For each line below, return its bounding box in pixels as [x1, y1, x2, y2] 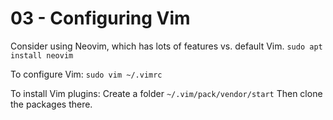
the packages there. [10, 98, 93, 110]
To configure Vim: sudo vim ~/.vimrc [10, 68, 163, 80]
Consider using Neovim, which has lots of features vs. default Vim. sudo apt [10, 40, 323, 52]
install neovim [10, 50, 74, 61]
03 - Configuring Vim [10, 7, 191, 30]
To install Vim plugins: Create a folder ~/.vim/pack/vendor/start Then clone [10, 87, 323, 99]
